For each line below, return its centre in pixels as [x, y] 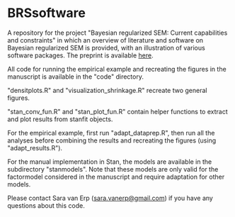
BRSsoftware [47, 13]
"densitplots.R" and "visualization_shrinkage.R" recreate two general [107, 90]
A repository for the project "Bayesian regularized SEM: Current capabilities [117, 33]
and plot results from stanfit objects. [60, 119]
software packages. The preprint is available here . [80, 55]
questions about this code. [46, 205]
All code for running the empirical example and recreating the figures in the [117, 69]
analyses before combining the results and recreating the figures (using [112, 140]
